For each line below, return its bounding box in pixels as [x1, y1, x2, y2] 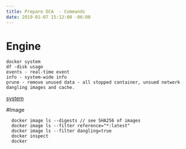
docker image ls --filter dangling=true [11, 128, 112, 134]
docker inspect [11, 133, 49, 139]
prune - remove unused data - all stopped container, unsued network [6, 80, 181, 85]
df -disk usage [6, 64, 44, 70]
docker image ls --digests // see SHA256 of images [11, 118, 141, 124]
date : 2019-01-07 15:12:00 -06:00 [6, 14, 91, 20]
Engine [6, 39, 41, 53]
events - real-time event [6, 69, 69, 75]
